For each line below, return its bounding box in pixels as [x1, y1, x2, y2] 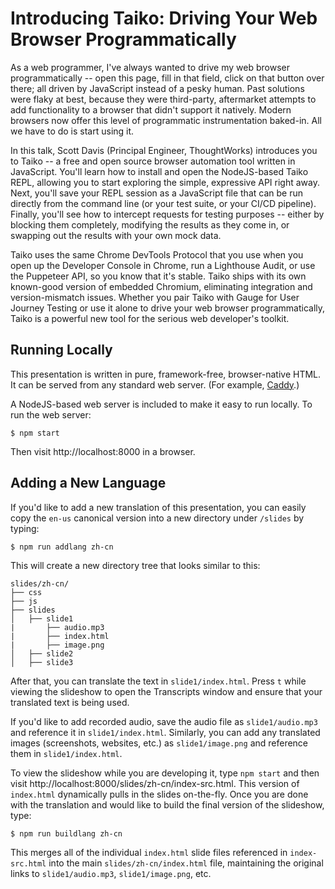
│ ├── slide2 [10, 648, 74, 659]
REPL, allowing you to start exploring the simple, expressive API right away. [10, 176, 320, 188]
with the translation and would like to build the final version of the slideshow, [10, 798, 325, 811]
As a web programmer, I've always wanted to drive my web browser [10, 61, 290, 73]
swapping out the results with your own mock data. [10, 229, 222, 241]
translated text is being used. [10, 696, 130, 708]
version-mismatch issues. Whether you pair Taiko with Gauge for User [10, 291, 300, 303]
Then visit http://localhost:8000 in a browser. [10, 445, 196, 457]
